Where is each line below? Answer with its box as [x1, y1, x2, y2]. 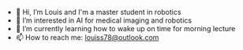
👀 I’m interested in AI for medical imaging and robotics [15, 16, 192, 25]
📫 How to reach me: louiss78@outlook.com [15, 33, 159, 42]
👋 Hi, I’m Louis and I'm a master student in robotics [15, 8, 181, 16]
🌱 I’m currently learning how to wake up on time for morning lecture [15, 24, 236, 33]
